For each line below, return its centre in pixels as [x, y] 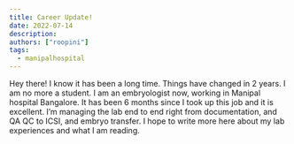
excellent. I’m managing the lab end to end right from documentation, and [143, 112]
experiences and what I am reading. [74, 130]
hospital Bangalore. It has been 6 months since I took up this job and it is [142, 102]
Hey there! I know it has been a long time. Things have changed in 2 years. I [147, 83]
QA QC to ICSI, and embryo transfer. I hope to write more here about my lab [147, 121]
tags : [19, 50]
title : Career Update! [51, 17]
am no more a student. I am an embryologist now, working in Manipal [135, 93]
